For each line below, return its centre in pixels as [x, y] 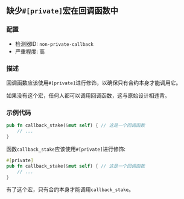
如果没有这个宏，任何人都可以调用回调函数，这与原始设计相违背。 [88, 95]
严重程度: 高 [30, 51]
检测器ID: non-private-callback [54, 43]
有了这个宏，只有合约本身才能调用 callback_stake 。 [70, 189]
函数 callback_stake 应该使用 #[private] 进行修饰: [66, 149]
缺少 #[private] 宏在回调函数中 [62, 11]
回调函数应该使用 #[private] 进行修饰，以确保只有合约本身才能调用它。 [94, 83]
